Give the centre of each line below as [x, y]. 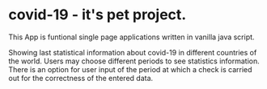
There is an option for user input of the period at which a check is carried [130, 69]
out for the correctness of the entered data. [81, 78]
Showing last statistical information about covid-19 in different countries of [133, 52]
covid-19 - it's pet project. [97, 15]
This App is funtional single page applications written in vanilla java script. [131, 37]
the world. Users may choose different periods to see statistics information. [134, 61]
